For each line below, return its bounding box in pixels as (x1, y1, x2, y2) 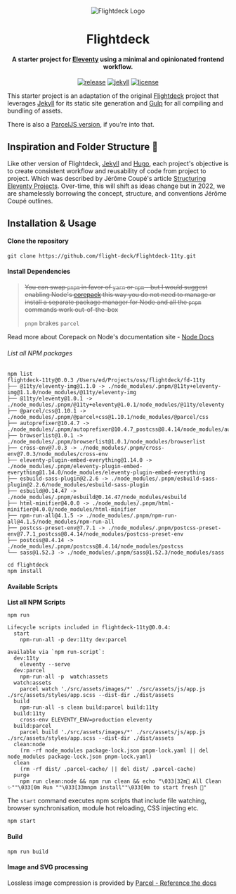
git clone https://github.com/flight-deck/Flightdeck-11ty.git (7, 252, 197, 260)
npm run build (7, 848, 49, 855)
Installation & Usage (7, 217, 97, 229)
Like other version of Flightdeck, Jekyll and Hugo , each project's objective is (7, 159, 229, 168)
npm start (7, 817, 37, 825)
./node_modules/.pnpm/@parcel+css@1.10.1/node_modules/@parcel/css (7, 414, 209, 421)
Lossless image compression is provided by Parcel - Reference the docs (7, 879, 217, 887)
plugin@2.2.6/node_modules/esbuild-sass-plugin (7, 481, 150, 489)
